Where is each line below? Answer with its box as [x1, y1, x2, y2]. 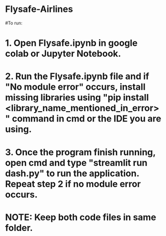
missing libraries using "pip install [5, 92, 149, 103]
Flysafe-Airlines [5, 3, 73, 15]
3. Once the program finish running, [5, 146, 156, 158]
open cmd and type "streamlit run [5, 157, 148, 168]
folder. [5, 222, 33, 234]
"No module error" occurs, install [5, 81, 146, 93]
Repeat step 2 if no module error [5, 178, 141, 190]
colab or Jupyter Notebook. [5, 48, 121, 59]
